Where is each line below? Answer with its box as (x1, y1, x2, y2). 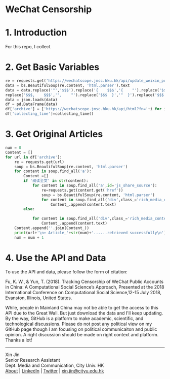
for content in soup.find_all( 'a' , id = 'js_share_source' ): (32, 183, 157, 188)
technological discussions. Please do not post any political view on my (5, 321, 152, 327)
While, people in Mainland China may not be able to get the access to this (5, 305, 158, 311)
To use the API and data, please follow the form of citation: (5, 269, 127, 275)
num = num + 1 (14, 235, 44, 240)
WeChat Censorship (5, 4, 92, 15)
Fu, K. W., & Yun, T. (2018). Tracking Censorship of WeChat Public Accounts (5, 278, 163, 285)
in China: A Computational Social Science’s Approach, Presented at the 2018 (5, 284, 164, 290)
